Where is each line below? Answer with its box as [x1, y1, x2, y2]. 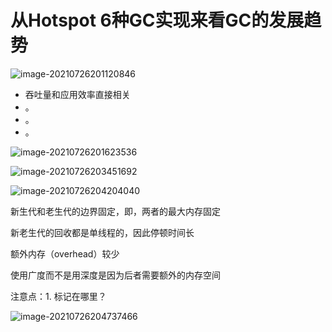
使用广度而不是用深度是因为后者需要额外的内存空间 [10, 269, 221, 281]
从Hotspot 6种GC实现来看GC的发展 [10, 9, 305, 32]
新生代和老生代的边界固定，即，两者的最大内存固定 [10, 205, 221, 217]
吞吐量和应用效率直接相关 [24, 88, 131, 100]
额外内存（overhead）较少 [10, 247, 120, 260]
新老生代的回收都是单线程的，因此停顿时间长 [10, 226, 195, 238]
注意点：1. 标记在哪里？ [10, 290, 107, 302]
